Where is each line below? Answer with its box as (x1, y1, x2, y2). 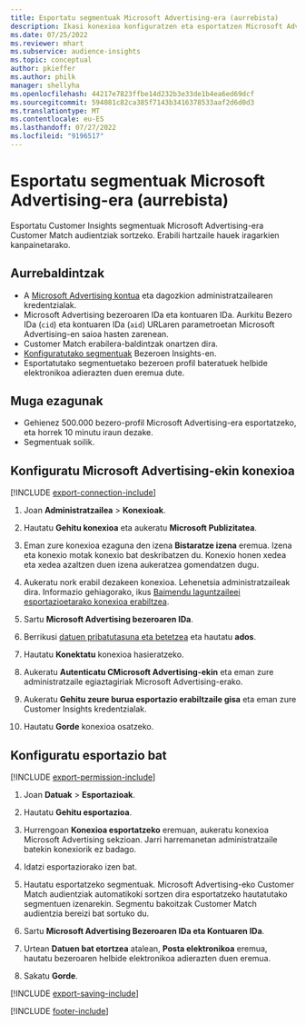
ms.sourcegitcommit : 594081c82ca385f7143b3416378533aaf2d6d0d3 (10, 97, 255, 107)
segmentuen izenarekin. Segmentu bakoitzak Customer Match (23, 899, 257, 910)
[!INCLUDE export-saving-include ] (10, 988, 139, 1000)
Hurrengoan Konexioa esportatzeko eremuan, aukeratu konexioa (23, 824, 269, 836)
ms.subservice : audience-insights (10, 47, 142, 56)
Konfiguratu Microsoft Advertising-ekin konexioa (10, 463, 296, 478)
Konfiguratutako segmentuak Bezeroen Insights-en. (23, 347, 217, 359)
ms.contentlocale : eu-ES (10, 114, 104, 124)
